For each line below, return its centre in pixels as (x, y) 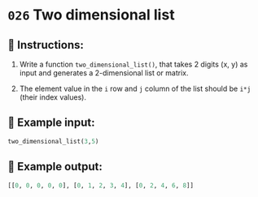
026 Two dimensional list (92, 15)
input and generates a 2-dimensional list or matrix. (104, 73)
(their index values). (53, 97)
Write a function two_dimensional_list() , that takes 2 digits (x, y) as (133, 64)
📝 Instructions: (46, 45)
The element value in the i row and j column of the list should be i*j (135, 88)
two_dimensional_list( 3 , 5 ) (53, 141)
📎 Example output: (55, 167)
